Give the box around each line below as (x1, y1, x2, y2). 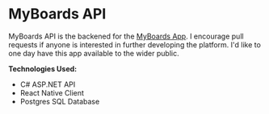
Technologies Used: (8, 63, 78, 73)
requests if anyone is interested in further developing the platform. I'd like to (8, 39, 261, 49)
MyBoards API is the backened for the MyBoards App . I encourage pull (8, 31, 244, 41)
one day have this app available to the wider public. (8, 48, 179, 58)
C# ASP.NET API (19, 79, 76, 89)
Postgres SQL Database (19, 96, 100, 106)
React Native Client (19, 88, 85, 97)
